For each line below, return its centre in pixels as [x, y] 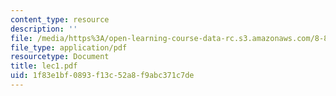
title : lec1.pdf [44, 66]
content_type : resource [60, 19]
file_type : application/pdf [69, 47]
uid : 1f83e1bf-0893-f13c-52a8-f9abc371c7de [102, 76]
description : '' [44, 29]
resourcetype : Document [60, 57]
